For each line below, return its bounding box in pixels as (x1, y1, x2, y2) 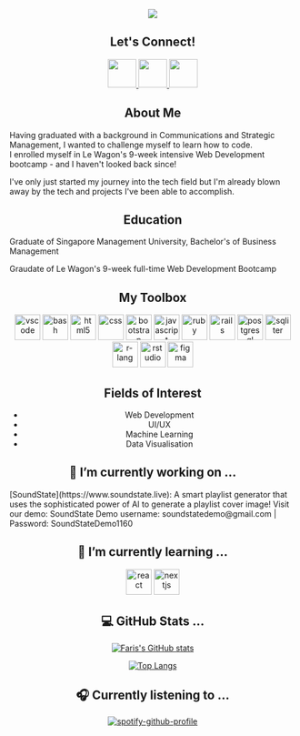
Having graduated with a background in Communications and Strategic (9, 129, 275, 140)
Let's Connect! (110, 35, 195, 50)
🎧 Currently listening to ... (75, 687, 230, 702)
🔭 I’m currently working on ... (68, 465, 237, 480)
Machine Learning (125, 428, 194, 440)
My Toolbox (118, 289, 187, 305)
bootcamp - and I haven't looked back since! (9, 158, 177, 169)
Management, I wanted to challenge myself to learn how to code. (9, 139, 253, 150)
